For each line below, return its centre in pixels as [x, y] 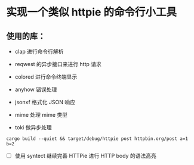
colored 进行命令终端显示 [46, 77]
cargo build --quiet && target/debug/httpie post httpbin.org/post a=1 [97, 139]
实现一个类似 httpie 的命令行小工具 [92, 12]
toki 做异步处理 [33, 127]
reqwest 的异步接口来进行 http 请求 [58, 64]
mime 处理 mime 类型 [41, 115]
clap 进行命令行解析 [39, 52]
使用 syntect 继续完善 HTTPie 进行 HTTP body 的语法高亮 [85, 156]
